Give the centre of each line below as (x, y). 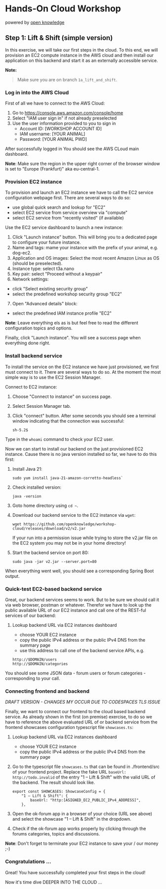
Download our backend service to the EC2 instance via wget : (74, 515)
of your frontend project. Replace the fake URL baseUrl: (69, 772)
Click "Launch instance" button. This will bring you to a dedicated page (84, 237)
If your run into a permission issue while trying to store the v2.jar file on (85, 538)
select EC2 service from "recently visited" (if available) (68, 218)
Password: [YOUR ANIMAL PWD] (53, 139)
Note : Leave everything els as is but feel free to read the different (72, 323)
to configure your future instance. (46, 242)
